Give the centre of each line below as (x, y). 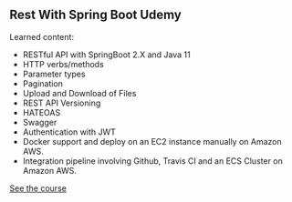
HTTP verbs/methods (63, 64)
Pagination (43, 83)
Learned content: (42, 36)
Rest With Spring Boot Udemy (96, 15)
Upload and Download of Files (79, 93)
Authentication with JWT (69, 132)
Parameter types (54, 74)
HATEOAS (42, 112)
